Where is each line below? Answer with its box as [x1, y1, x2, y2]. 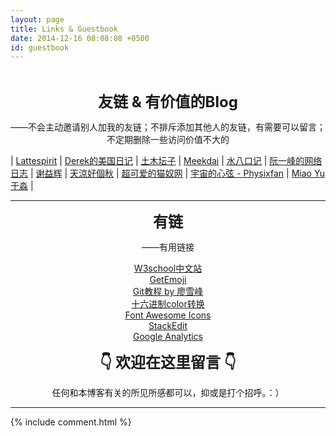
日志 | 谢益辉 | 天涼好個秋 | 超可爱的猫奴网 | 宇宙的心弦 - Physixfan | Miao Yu [10, 167, 326, 180]
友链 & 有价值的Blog [98, 92, 238, 112]
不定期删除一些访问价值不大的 [106, 134, 230, 146]
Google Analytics [133, 331, 203, 343]
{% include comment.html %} [10, 416, 132, 428]
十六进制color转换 [131, 298, 205, 310]
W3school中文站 [133, 262, 203, 275]
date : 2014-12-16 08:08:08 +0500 [10, 33, 150, 43]
